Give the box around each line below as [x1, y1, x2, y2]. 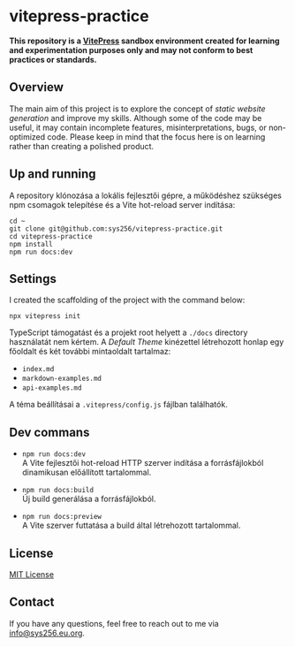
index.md [21, 365, 55, 374]
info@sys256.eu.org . [9, 628, 86, 638]
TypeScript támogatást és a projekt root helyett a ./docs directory [9, 327, 248, 338]
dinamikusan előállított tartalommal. [21, 467, 152, 478]
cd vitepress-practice [9, 232, 93, 240]
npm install [9, 240, 53, 248]
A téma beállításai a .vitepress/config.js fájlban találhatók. [9, 400, 228, 410]
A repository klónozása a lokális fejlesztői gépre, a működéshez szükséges [9, 190, 283, 201]
